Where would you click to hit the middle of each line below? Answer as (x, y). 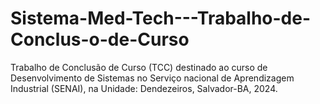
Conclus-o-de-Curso (100, 39)
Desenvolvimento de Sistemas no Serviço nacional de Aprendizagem (152, 78)
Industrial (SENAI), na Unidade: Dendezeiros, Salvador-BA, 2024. (144, 88)
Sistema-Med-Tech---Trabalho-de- (161, 18)
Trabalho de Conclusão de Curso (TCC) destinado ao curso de (139, 67)
